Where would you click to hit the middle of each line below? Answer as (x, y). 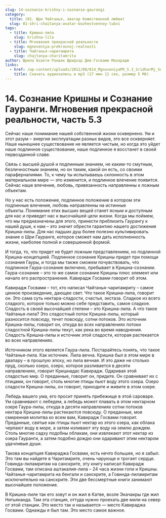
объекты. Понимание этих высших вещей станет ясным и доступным (79, 210)
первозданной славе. (28, 155)
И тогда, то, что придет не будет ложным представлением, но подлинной (83, 252)
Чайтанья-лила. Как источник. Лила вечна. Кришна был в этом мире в (80, 355)
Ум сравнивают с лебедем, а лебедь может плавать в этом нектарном (80, 401)
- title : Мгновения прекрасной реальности (54, 42)
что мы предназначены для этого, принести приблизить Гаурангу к (77, 221)
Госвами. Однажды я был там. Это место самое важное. (65, 510)
